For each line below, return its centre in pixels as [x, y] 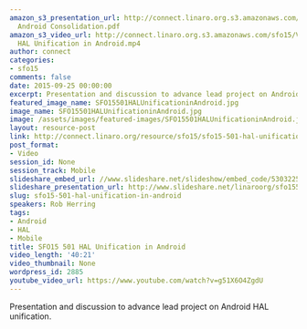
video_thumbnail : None [53, 264]
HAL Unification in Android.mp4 [79, 43]
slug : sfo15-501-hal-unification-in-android [95, 196]
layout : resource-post [53, 129]
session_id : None [42, 162]
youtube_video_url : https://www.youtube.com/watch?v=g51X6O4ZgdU [136, 281]
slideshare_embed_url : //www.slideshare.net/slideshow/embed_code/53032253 [157, 179]
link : [20, 137]
